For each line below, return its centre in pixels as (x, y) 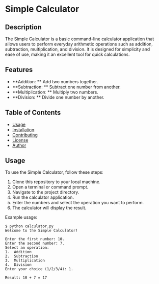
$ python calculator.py (29, 226)
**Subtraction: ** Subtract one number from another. (66, 87)
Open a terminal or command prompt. (50, 187)
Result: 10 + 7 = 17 (26, 278)
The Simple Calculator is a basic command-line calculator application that (79, 39)
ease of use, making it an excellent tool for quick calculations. (67, 54)
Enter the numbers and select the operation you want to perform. (78, 203)
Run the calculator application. (43, 197)
